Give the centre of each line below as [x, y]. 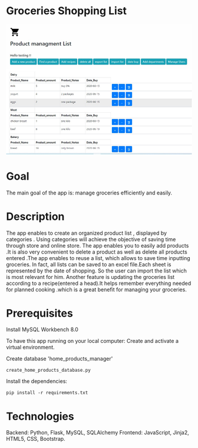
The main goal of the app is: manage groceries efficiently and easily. [89, 193]
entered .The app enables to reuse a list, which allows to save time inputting [98, 258]
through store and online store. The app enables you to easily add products [98, 245]
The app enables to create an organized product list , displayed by [86, 233]
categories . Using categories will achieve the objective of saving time [91, 239]
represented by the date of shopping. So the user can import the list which [97, 271]
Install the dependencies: [37, 381]
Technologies [40, 416]
